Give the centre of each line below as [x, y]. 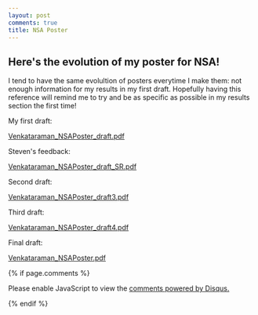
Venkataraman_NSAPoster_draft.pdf [67, 136]
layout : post [29, 15]
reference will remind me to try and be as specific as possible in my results [129, 97]
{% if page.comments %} [49, 273]
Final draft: [25, 243]
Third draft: [26, 212]
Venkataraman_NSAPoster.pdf [57, 258]
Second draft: [30, 182]
